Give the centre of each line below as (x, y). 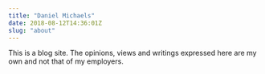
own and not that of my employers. (66, 61)
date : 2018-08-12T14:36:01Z (55, 23)
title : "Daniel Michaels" (51, 16)
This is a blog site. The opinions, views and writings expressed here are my (132, 53)
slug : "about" (32, 30)
